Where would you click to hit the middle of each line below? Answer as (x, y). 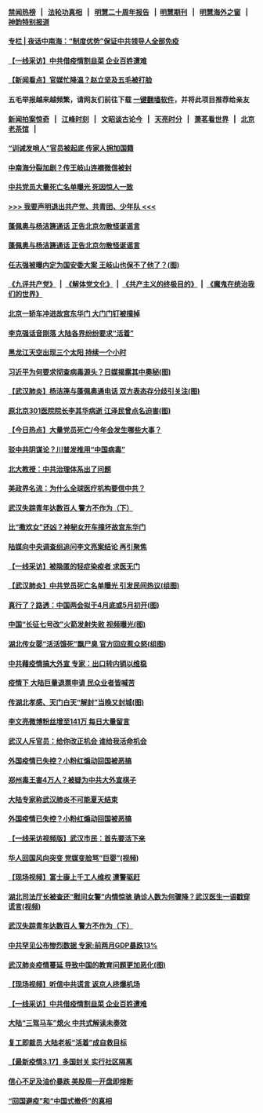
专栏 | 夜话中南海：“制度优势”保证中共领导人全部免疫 (94, 41)
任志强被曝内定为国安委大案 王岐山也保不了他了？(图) (94, 265)
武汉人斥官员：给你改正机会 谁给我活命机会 (77, 741)
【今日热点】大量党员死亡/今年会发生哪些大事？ (85, 430)
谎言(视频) (25, 906)
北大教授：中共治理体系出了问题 (59, 469)
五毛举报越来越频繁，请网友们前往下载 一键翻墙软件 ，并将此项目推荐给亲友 (129, 99)
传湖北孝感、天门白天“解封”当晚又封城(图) (76, 702)
